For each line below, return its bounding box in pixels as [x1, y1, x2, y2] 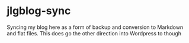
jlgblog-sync [7, 4, 71, 18]
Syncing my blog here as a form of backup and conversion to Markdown [7, 24, 184, 31]
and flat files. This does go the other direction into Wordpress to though [7, 29, 181, 37]
